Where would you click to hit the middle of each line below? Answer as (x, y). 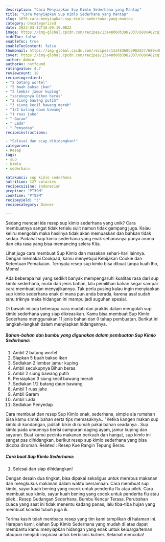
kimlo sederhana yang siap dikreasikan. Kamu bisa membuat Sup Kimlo (78, 314)
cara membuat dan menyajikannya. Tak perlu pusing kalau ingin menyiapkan (82, 289)
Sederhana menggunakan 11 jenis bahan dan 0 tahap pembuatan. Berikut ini (82, 319)
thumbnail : (17, 50)
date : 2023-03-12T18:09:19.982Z (38, 28)
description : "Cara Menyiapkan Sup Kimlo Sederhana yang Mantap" (73, 10)
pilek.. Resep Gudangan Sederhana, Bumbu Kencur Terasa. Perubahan (77, 499)
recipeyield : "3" (23, 200)
